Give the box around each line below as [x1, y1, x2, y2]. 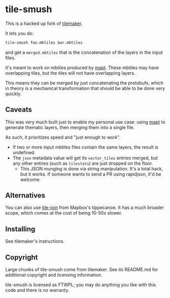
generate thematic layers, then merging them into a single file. [5, 124, 135, 130]
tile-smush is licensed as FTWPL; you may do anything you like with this [5, 282, 156, 288]
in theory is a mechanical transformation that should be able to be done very [5, 85, 165, 91]
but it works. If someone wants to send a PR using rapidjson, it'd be [20, 171, 161, 177]
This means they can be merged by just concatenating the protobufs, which [5, 80, 164, 86]
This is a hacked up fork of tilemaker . [5, 20, 83, 26]
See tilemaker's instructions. [5, 238, 65, 245]
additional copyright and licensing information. [5, 272, 103, 278]
